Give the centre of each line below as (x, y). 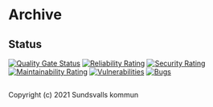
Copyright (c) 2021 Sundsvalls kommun (74, 95)
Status (25, 44)
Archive (35, 15)
